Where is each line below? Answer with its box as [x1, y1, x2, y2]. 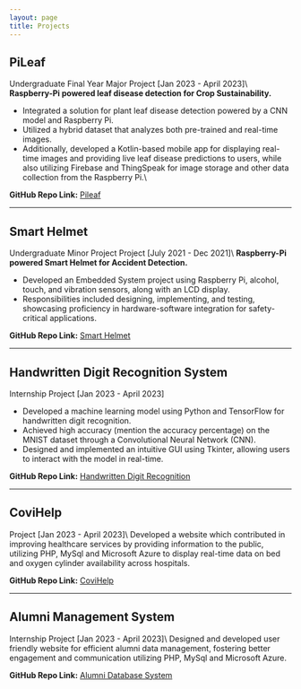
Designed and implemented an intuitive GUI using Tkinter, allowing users [21, 443, 290, 454]
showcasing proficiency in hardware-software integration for [21, 303, 247, 314]
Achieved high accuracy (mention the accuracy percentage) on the [21, 424, 271, 435]
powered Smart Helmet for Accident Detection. [9, 257, 188, 268]
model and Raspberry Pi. [21, 115, 114, 126]
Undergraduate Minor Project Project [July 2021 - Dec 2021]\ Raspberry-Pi [9, 248, 287, 258]
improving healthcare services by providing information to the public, [9, 538, 264, 549]
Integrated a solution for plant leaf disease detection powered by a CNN [21, 105, 288, 117]
